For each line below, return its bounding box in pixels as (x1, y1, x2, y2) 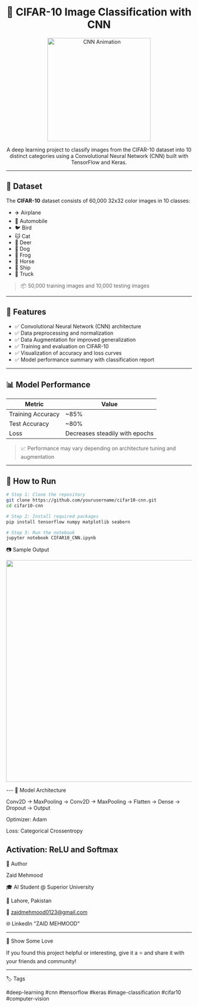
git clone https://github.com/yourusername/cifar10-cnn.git (6, 497, 157, 503)
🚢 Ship (14, 264, 31, 271)
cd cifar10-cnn (6, 503, 44, 509)
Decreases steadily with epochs (65, 429, 154, 438)
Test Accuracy (9, 420, 49, 428)
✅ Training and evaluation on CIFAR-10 (14, 342, 109, 349)
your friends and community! (6, 958, 77, 965)
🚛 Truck (14, 270, 34, 277)
